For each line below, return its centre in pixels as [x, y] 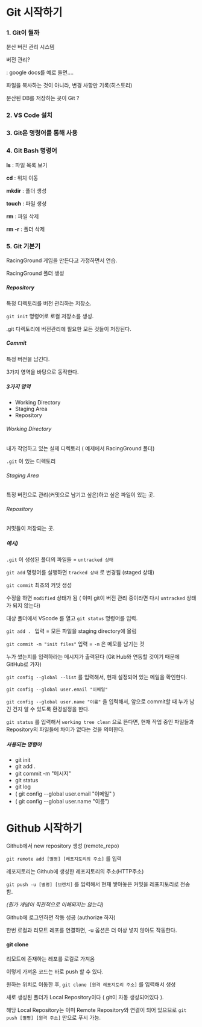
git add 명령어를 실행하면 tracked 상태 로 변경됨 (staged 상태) [80, 573]
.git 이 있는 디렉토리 [31, 461]
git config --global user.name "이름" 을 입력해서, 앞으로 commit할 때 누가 [97, 702]
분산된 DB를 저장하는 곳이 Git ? [43, 98]
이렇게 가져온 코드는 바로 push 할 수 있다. [55, 972]
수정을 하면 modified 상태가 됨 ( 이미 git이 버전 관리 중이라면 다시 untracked [96, 598]
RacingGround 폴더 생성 [35, 273]
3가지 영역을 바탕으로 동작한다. [43, 372]
